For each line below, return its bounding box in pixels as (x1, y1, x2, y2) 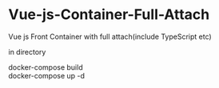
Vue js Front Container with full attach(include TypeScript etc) (8, 32, 212, 41)
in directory (8, 47, 46, 56)
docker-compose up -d (8, 71, 86, 80)
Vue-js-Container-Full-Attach (8, 6, 210, 24)
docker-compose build (8, 62, 83, 72)
